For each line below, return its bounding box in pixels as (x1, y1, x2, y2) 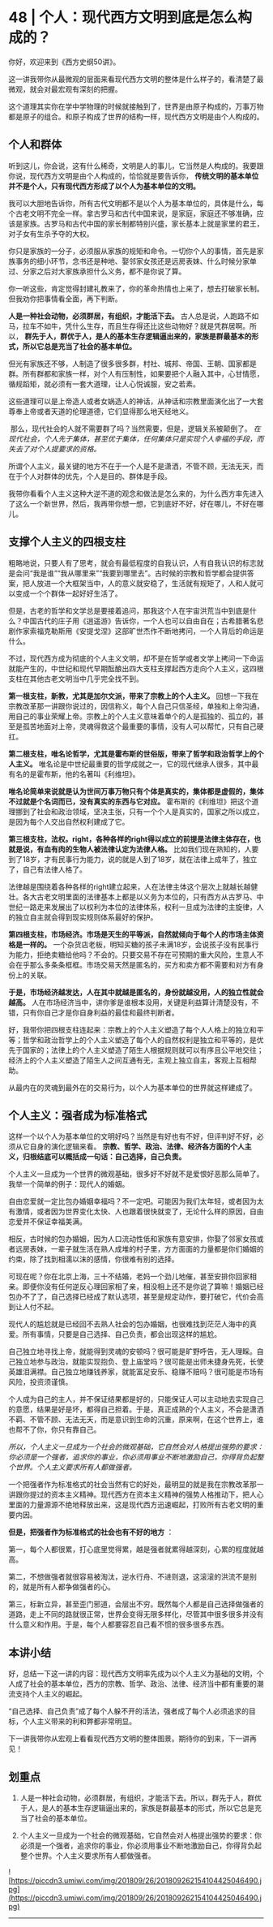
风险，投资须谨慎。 (8, 1377, 73, 1387)
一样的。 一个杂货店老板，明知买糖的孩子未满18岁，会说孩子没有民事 (22, 939, 253, 949)
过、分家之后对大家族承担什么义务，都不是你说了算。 (8, 266, 186, 276)
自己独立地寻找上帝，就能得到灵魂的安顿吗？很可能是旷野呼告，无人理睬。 (8, 1347, 257, 1356)
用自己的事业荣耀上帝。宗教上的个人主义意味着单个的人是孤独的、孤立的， (8, 711, 257, 721)
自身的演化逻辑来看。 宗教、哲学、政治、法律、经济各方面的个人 (29, 1142, 245, 1152)
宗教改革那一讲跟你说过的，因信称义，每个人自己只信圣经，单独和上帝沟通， (8, 701, 264, 711)
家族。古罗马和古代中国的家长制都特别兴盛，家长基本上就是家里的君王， (22, 218, 264, 228)
